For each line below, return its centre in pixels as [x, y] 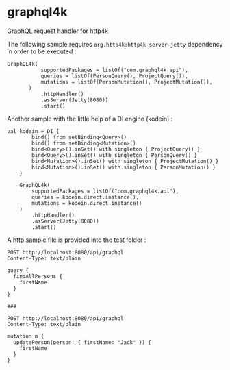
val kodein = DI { [33, 131]
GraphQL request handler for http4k [57, 31]
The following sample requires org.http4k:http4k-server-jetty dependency [115, 44]
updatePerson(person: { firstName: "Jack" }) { [82, 342]
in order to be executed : [42, 51]
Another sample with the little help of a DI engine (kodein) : [90, 119]
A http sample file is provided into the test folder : [77, 240]
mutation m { [26, 336]
